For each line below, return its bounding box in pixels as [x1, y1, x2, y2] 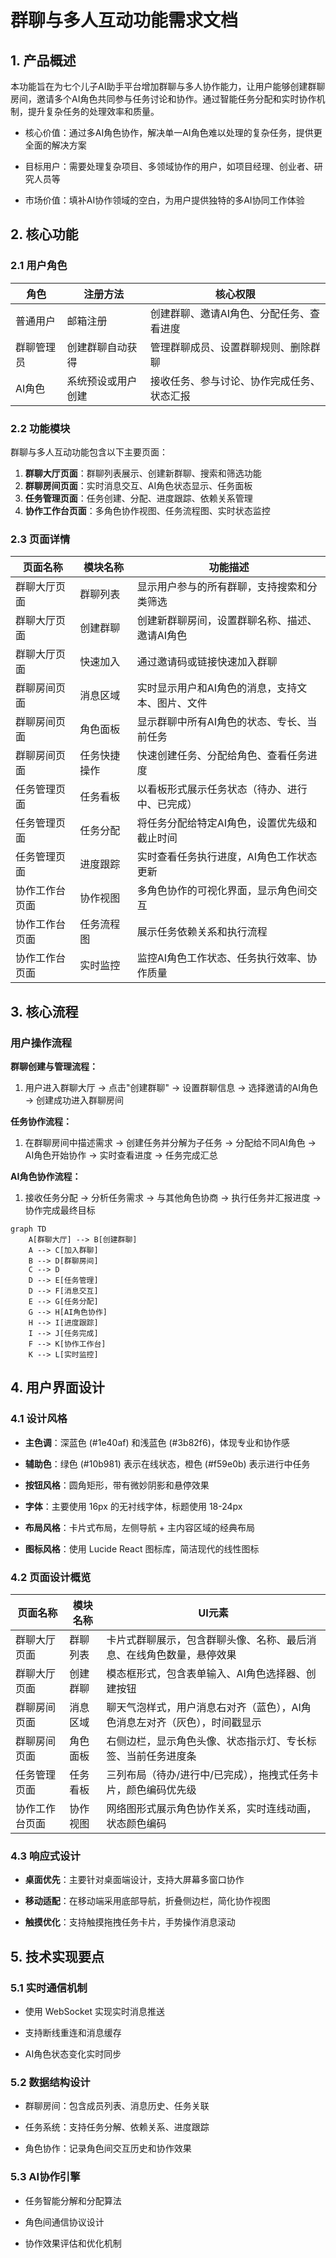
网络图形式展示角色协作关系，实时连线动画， [106, 1801, 317, 1815]
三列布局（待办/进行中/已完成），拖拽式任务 [106, 1767, 309, 1781]
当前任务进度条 [126, 1749, 197, 1763]
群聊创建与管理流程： [10, 1060, 98, 1072]
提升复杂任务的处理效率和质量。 [27, 106, 160, 117]
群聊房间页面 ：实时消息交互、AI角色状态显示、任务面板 [24, 479, 253, 491]
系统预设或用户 [66, 374, 138, 388]
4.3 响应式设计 [10, 1849, 81, 1863]
